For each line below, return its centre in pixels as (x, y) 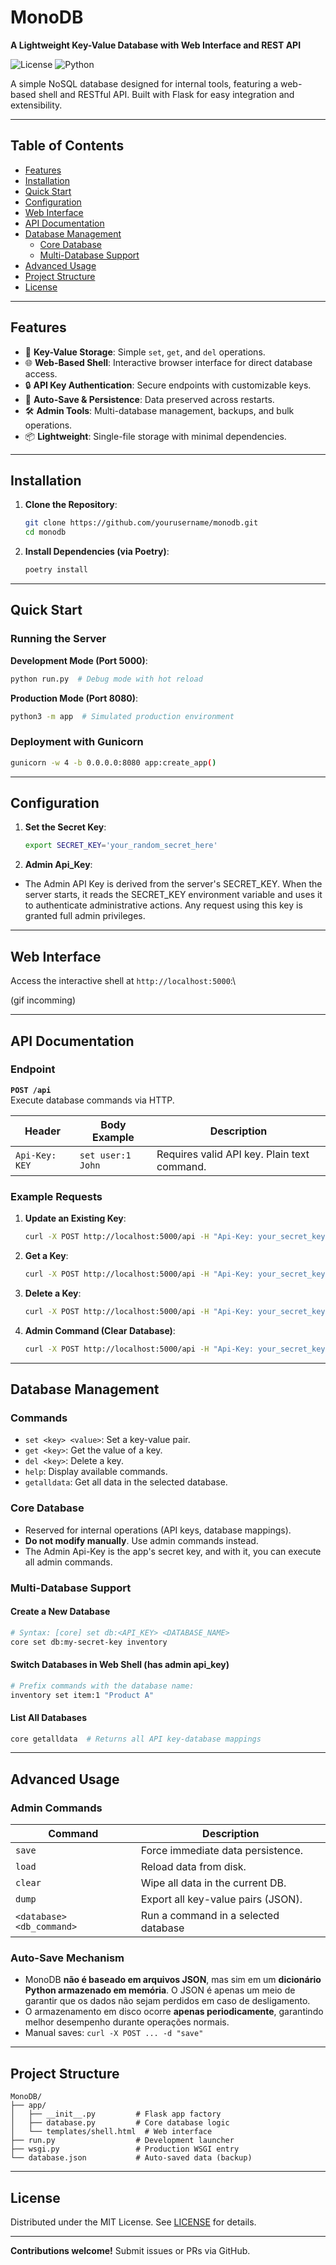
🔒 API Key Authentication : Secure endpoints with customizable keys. (168, 385)
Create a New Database (60, 1612)
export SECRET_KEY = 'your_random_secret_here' (121, 846)
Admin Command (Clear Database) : (100, 1330)
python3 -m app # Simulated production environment (122, 716)
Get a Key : (46, 1255)
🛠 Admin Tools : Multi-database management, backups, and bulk (159, 410)
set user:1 (105, 1155)
